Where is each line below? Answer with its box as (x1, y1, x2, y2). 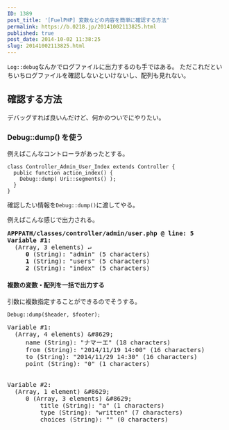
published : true (7, 29, 54, 37)
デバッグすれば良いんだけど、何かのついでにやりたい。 (7, 113, 165, 122)
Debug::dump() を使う (7, 132, 83, 142)
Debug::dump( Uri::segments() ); (19, 175, 117, 183)
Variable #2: (7, 381, 52, 389)
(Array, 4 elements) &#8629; (14, 331, 114, 338)
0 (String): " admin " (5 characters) (25, 250, 151, 258)
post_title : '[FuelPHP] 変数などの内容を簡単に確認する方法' (7, 17, 170, 24)
